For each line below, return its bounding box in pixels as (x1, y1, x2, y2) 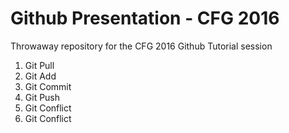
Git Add (24, 70, 57, 82)
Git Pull (24, 59, 55, 71)
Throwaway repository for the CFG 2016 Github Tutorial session (10, 40, 273, 52)
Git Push (24, 91, 61, 103)
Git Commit (24, 80, 72, 92)
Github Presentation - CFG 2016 (10, 7, 280, 30)
